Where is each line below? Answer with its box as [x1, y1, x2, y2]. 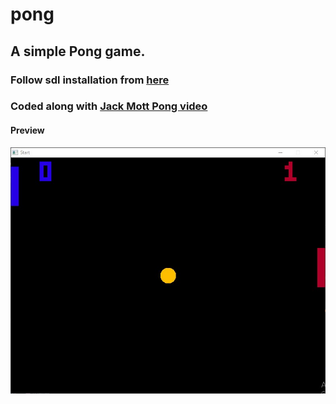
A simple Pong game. [10, 43, 146, 60]
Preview [10, 124, 45, 137]
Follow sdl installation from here [10, 73, 170, 87]
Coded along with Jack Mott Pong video [10, 99, 208, 113]
